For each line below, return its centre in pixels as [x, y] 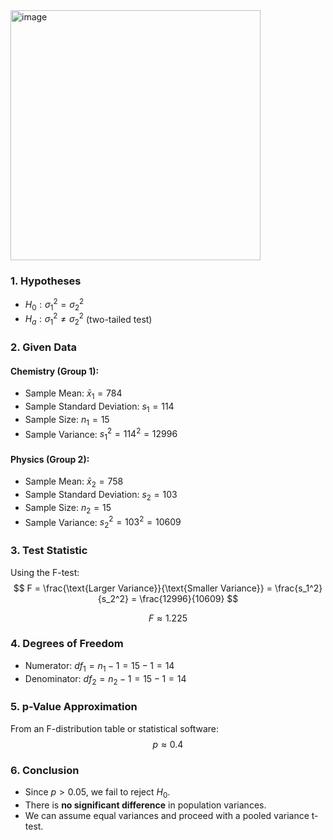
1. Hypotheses [46, 281]
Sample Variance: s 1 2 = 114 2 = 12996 [101, 434]
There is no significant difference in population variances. [145, 805]
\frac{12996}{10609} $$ [189, 598]
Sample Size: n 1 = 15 [67, 420]
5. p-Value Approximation [74, 707]
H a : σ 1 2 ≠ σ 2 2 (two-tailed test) [88, 319]
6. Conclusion [45, 770]
